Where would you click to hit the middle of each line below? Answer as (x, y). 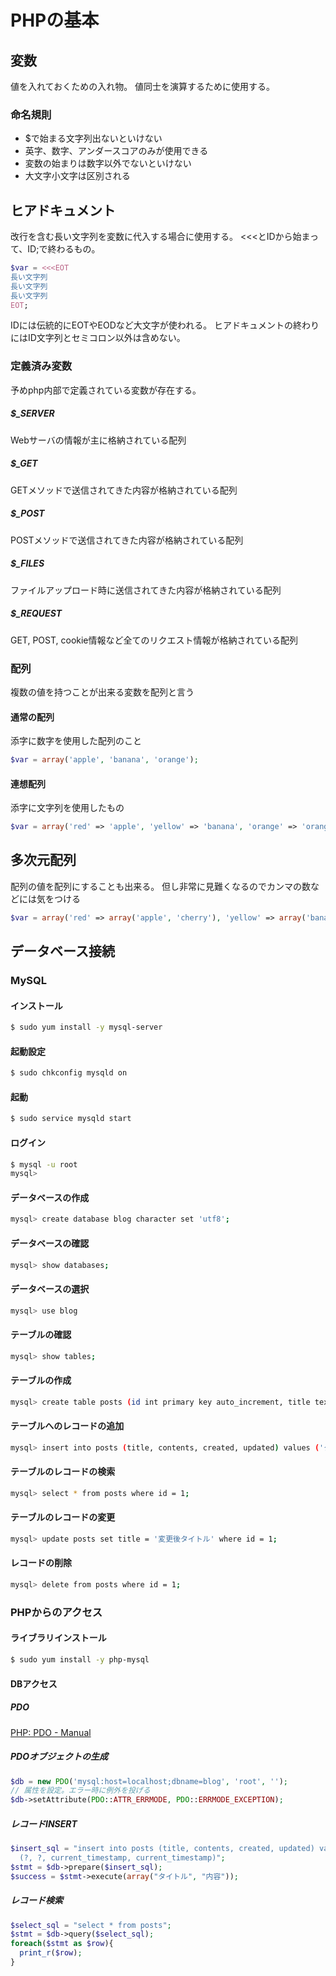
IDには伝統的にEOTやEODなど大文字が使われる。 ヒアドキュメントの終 (156, 325)
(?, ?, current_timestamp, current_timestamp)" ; (122, 1857)
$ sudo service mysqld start (71, 1119)
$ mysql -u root (44, 1164)
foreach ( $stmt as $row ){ (62, 1944)
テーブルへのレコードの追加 (67, 1426)
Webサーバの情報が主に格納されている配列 (98, 440)
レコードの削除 (41, 1563)
